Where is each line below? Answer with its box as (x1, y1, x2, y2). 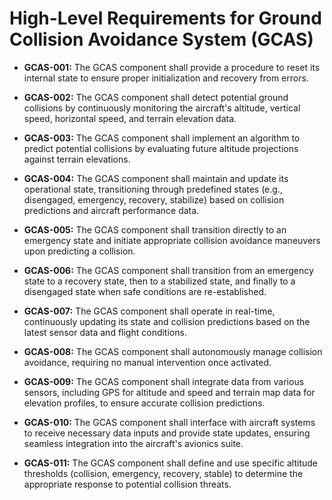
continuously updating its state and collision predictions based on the (23, 315, 311, 327)
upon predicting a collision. (23, 245, 136, 257)
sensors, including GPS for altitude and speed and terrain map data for (23, 386, 316, 398)
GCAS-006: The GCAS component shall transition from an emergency (23, 264, 314, 276)
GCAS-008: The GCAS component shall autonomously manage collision (23, 345, 323, 357)
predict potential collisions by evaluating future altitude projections (23, 142, 299, 154)
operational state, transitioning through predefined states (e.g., (23, 183, 283, 195)
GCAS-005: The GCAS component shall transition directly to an (23, 223, 287, 236)
